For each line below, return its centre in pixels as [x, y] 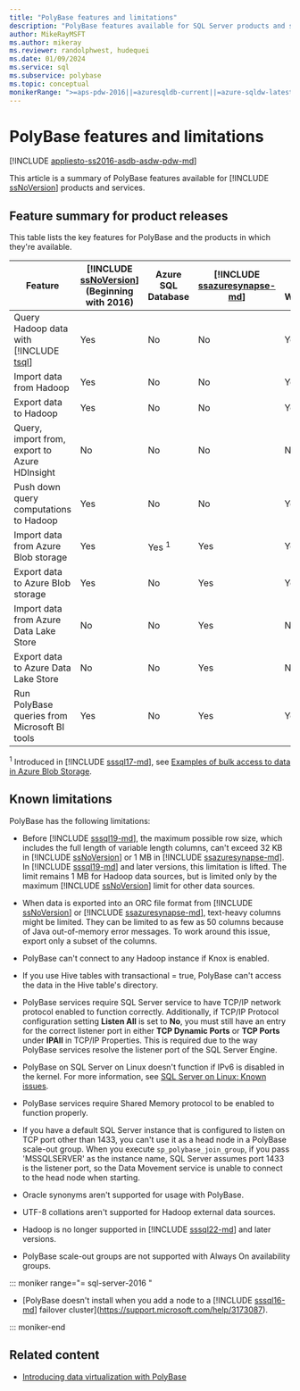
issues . [35, 1086]
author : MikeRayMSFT [48, 34]
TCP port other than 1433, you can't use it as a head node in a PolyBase [154, 1139]
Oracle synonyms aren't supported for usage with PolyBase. [133, 1195]
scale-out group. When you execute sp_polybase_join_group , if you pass [156, 1149]
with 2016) [109, 303]
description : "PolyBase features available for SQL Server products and [147, 26]
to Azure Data [42, 668]
